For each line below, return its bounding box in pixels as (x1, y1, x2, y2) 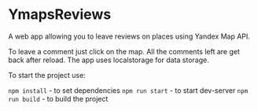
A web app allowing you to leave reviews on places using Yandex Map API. (8, 31, 250, 41)
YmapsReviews (8, 6, 112, 24)
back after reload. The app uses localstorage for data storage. (8, 55, 210, 65)
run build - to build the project (8, 94, 109, 103)
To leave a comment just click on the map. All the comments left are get (8, 46, 240, 56)
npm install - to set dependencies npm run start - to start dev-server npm (8, 85, 249, 95)
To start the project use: (8, 70, 87, 80)
